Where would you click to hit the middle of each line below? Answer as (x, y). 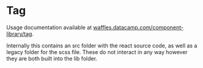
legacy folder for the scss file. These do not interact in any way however (97, 52)
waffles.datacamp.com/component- (138, 27)
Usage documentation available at (49, 27)
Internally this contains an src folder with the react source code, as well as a (102, 46)
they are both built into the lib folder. (52, 58)
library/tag (19, 33)
